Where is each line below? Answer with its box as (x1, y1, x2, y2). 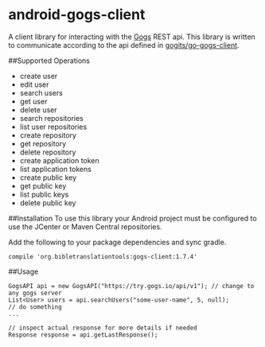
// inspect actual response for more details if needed (8, 324, 197, 332)
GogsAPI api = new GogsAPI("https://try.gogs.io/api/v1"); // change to (8, 282, 255, 290)
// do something (8, 302, 62, 311)
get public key (19, 181, 67, 190)
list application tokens (19, 164, 92, 173)
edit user (19, 80, 49, 89)
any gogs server (8, 289, 62, 297)
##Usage (8, 267, 39, 276)
